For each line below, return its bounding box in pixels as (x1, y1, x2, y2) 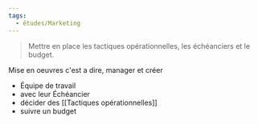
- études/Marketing (15, 19, 81, 27)
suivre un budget (19, 106, 77, 116)
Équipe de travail (19, 81, 76, 90)
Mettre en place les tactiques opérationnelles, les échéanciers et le (27, 41, 251, 50)
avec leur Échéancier (19, 89, 91, 98)
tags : (8, 11, 27, 20)
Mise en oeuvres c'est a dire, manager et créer (8, 65, 163, 74)
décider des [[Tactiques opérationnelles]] (19, 98, 158, 107)
